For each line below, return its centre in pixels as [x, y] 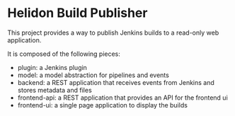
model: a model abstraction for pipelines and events [93, 75]
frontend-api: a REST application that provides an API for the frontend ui [122, 98]
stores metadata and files [55, 90]
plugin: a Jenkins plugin [52, 67]
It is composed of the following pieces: [64, 54]
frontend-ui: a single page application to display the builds [102, 105]
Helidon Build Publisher [78, 13]
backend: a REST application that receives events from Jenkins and [116, 82]
